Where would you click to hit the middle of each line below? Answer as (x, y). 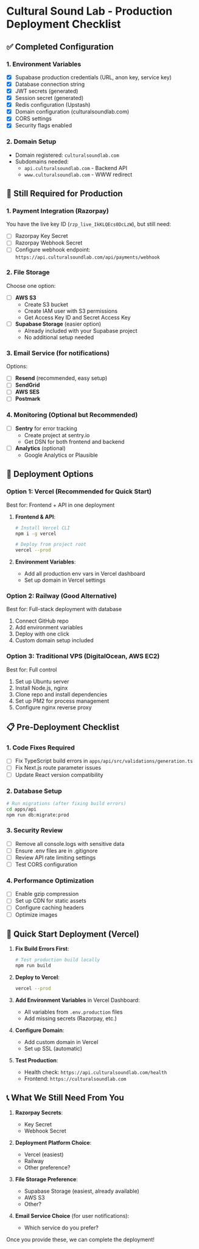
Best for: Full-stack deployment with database (64, 609)
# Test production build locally (58, 960)
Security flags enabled (43, 126)
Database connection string (50, 84)
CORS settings (33, 119)
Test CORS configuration (46, 864)
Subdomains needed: (42, 161)
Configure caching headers (49, 907)
